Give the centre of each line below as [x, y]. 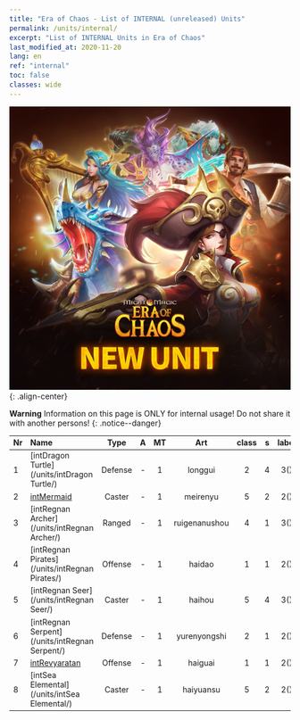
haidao [201, 564]
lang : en [25, 57]
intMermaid [51, 496]
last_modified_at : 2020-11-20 [66, 47]
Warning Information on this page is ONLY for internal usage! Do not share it [150, 413]
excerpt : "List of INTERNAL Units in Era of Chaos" [107, 37]
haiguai [201, 662]
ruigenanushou [201, 523]
